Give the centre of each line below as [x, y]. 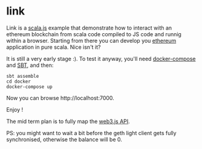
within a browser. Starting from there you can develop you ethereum [91, 40]
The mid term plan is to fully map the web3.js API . [68, 121]
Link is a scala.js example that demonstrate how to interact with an [89, 28]
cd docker [19, 81]
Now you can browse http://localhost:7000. [60, 98]
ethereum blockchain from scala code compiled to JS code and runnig [94, 34]
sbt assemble [23, 76]
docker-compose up [29, 87]
